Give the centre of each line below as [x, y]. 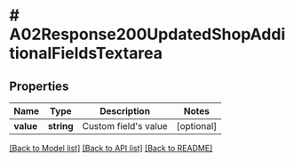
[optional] [197, 126]
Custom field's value [125, 126]
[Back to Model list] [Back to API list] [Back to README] [111, 148]
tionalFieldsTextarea [86, 53]
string [60, 126]
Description [125, 111]
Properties [39, 86]
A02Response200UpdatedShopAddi [147, 34]
